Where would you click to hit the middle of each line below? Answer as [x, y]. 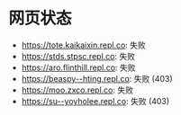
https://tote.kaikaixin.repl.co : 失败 [83, 45]
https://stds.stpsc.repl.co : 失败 [78, 56]
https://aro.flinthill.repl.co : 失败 [78, 67]
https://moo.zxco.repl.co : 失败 [77, 90]
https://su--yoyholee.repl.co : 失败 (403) [95, 101]
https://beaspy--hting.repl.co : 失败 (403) [97, 78]
